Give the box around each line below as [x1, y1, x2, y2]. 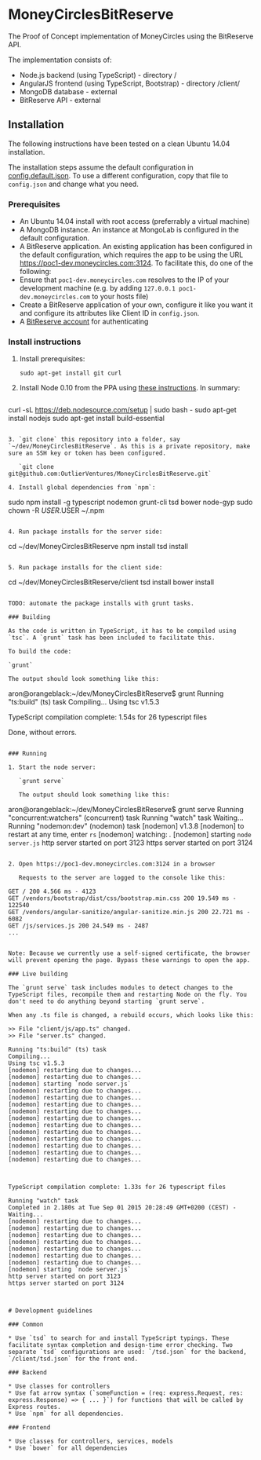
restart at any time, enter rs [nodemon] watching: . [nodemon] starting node [8, 830, 252, 840]
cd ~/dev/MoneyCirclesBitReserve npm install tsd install [8, 542, 188, 551]
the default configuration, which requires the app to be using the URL [19, 250, 244, 260]
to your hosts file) [91, 292, 149, 302]
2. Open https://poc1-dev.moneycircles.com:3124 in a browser [8, 860, 216, 869]
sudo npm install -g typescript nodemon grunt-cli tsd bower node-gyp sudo [8, 497, 253, 507]
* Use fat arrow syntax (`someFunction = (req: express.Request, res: [8, 1389, 244, 1397]
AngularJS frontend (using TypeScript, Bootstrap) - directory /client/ [19, 79, 241, 88]
